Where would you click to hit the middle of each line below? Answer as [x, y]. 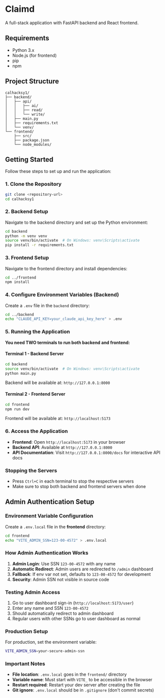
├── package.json [32, 140]
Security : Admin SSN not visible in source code [61, 579]
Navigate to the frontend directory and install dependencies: [66, 268]
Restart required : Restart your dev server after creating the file [76, 685]
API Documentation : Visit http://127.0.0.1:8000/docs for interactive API [86, 453]
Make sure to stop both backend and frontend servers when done [79, 486]
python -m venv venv [26, 236]
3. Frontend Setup [27, 258]
